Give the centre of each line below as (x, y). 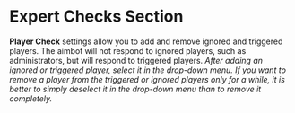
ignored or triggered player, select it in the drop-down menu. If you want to (148, 70)
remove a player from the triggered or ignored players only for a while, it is (147, 79)
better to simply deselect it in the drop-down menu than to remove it (135, 89)
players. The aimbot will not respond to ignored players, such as (128, 50)
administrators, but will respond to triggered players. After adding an (136, 60)
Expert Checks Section (96, 17)
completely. (30, 98)
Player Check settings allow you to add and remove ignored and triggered (146, 41)
